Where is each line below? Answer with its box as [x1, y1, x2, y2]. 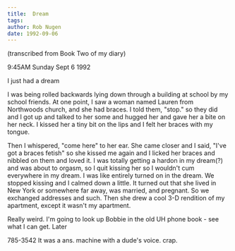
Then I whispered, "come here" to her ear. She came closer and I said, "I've [7, 142, 227, 150]
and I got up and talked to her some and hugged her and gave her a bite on [7, 113, 226, 121]
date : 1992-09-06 [7, 30, 59, 37]
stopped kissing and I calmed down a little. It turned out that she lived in [7, 179, 217, 188]
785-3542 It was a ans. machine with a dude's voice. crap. [7, 236, 178, 245]
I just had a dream [7, 77, 60, 85]
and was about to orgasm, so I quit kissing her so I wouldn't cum [7, 164, 195, 173]
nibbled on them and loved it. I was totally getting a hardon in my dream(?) [7, 157, 224, 165]
